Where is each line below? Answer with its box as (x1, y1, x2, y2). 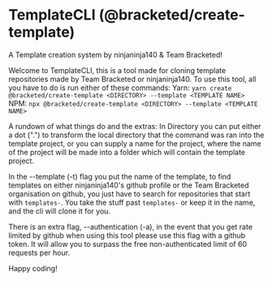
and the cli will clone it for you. (8, 205, 111, 216)
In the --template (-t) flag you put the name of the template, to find (8, 171, 231, 181)
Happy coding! (8, 263, 58, 273)
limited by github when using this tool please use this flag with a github (8, 230, 246, 240)
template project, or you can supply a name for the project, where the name (8, 138, 261, 148)
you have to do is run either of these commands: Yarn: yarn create (8, 83, 232, 93)
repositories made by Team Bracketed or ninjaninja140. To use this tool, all (8, 74, 257, 84)
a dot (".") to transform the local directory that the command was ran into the (8, 130, 265, 140)
